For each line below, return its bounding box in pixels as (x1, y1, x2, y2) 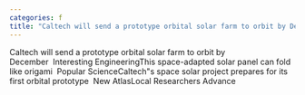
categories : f (9, 13, 64, 23)
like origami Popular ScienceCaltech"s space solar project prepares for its (9, 65, 289, 77)
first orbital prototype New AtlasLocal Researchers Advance (9, 75, 236, 86)
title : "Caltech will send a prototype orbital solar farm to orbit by (9, 22, 286, 31)
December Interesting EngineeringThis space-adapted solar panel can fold (9, 56, 291, 67)
